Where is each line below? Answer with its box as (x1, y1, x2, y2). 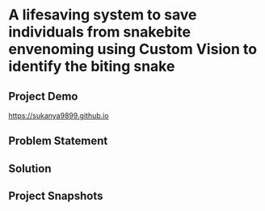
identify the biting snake (8, 57, 175, 76)
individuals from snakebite (8, 23, 191, 41)
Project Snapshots (8, 189, 103, 203)
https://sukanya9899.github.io (8, 111, 109, 120)
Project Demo (8, 89, 78, 103)
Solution (8, 162, 52, 175)
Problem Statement (8, 134, 108, 148)
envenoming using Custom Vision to (8, 40, 257, 58)
